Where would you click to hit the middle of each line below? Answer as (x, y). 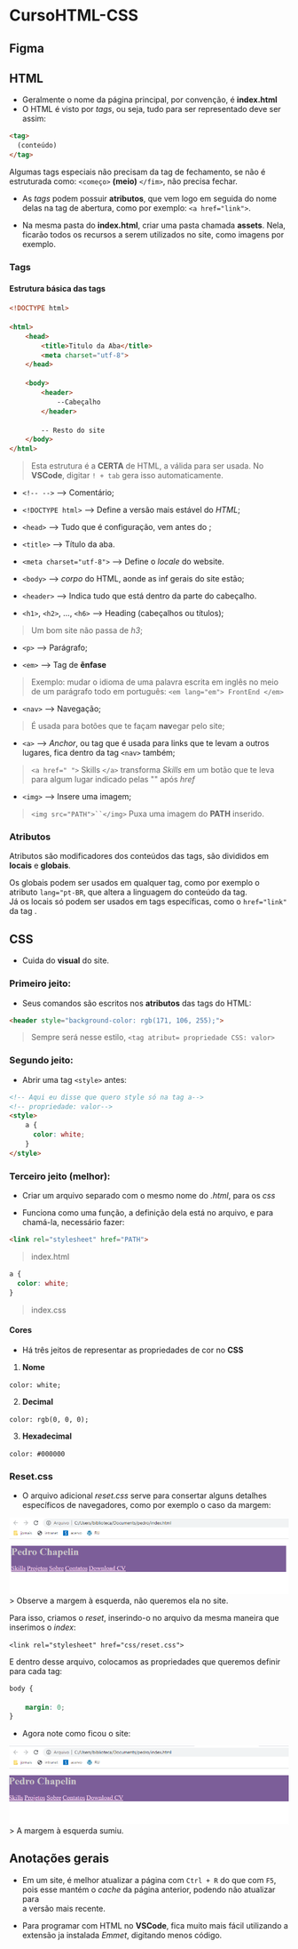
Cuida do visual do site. (65, 960)
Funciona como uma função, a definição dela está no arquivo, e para (147, 1213)
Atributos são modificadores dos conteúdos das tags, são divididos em (139, 856)
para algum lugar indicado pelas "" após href (113, 780)
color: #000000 (37, 1454)
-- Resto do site (73, 430)
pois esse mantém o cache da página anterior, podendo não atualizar (149, 1889)
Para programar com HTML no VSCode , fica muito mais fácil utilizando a (155, 1925)
